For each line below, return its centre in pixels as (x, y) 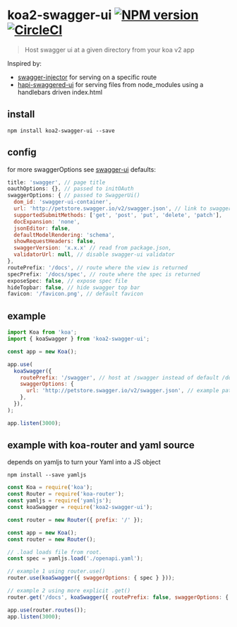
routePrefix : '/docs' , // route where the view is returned (98, 268)
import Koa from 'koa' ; (42, 332)
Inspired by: (25, 63)
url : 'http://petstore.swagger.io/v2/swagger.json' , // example (122, 391)
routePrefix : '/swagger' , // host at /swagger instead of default (120, 377)
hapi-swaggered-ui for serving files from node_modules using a (110, 84)
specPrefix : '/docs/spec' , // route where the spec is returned (104, 274)
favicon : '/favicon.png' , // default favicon (75, 294)
